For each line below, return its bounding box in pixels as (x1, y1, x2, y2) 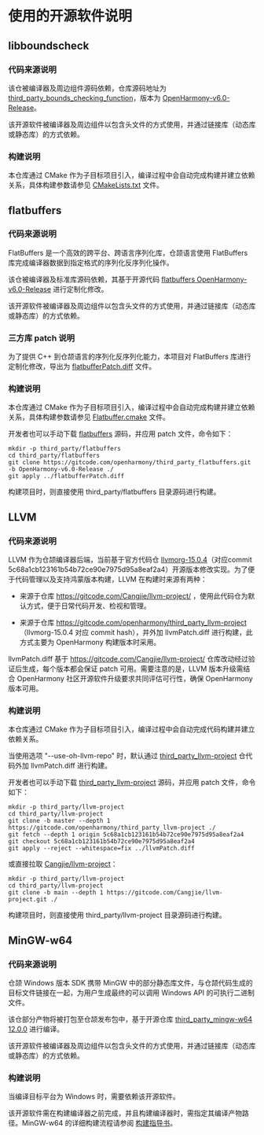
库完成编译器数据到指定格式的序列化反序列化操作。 (8, 257, 174, 267)
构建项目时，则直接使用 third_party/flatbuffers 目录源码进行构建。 (8, 487, 221, 496)
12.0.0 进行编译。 (8, 1024, 64, 1034)
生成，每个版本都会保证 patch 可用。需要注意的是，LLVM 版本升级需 (21, 664, 244, 673)
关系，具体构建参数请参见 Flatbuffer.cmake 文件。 (8, 412, 170, 422)
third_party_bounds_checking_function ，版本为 (8, 93, 161, 102)
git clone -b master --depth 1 (8, 817, 111, 825)
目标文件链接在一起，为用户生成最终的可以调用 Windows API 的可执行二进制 (8, 988, 255, 997)
